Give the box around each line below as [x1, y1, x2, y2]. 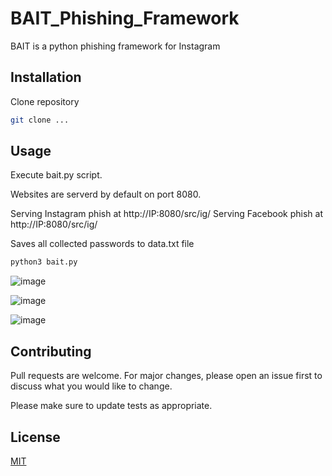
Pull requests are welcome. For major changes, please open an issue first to [10, 370, 323, 382]
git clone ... [10, 115, 70, 125]
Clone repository [10, 95, 80, 107]
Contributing [10, 343, 92, 360]
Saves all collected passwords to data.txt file [10, 238, 195, 250]
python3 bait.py [10, 257, 78, 267]
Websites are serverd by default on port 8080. [10, 188, 202, 201]
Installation [10, 69, 82, 86]
